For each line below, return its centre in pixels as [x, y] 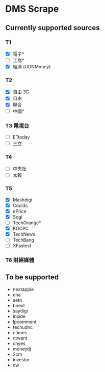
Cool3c [20, 205]
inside [19, 316]
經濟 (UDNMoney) [32, 67]
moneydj [22, 349]
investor [21, 360]
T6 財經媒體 [20, 260]
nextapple [23, 289]
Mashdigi [22, 200]
